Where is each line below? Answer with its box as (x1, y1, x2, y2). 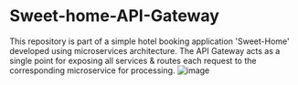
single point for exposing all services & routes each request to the (9, 55, 257, 66)
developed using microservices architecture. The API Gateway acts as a (9, 45, 281, 56)
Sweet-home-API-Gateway (9, 5, 219, 27)
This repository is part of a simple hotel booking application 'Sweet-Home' (9, 36, 290, 47)
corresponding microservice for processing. (9, 65, 176, 76)
